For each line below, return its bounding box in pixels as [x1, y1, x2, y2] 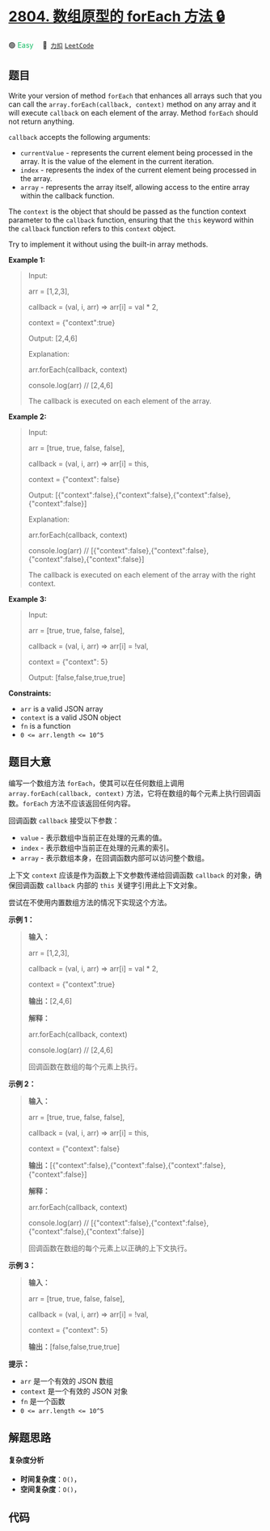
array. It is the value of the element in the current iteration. [19, 156, 214, 166]
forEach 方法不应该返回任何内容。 [23, 798, 136, 808]
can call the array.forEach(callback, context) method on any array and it [8, 99, 257, 109]
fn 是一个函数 [19, 1396, 66, 1406]
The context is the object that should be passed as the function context [8, 206, 247, 216]
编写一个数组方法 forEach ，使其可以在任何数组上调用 [8, 778, 185, 788]
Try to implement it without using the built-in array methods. [8, 239, 209, 249]
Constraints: [8, 688, 52, 698]
